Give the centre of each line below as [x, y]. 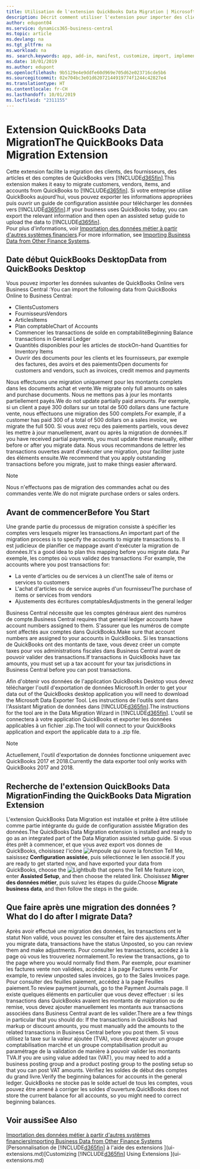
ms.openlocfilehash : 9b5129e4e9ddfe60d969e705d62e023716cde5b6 [86, 73]
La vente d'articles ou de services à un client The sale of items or [94, 576]
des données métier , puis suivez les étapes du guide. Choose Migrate [92, 882]
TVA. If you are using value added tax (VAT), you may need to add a [88, 1057]
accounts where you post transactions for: [58, 565]
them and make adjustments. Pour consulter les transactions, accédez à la [97, 950]
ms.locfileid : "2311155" [37, 100]
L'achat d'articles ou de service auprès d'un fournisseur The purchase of [103, 589]
